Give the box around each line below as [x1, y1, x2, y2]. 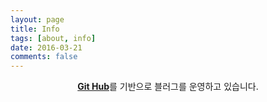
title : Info [10, 24, 60, 34]
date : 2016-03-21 [10, 42, 83, 53]
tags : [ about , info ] [10, 33, 97, 43]
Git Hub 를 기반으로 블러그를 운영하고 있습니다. [77, 81, 259, 93]
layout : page [10, 14, 65, 25]
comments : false [10, 52, 78, 62]
